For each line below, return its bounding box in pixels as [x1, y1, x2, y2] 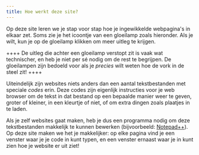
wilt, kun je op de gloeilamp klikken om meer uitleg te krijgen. [6, 38, 156, 45]
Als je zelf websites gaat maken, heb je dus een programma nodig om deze [6, 117, 190, 124]
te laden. [6, 105, 28, 112]
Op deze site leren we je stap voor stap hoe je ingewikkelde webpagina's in [6, 25, 191, 32]
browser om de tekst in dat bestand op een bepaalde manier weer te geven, [6, 92, 192, 100]
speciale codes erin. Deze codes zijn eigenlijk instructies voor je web [6, 86, 175, 93]
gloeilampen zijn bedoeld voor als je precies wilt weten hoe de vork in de [6, 62, 185, 69]
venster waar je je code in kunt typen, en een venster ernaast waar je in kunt [6, 135, 194, 143]
